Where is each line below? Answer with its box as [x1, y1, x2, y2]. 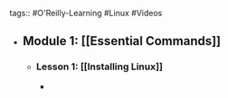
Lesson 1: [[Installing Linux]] [35, 60, 163, 73]
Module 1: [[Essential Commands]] [22, 33, 222, 49]
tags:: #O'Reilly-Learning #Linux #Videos [9, 8, 163, 18]
